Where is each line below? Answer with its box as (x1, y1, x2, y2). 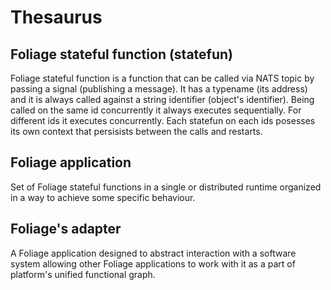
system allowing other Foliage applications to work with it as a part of (10, 257, 296, 270)
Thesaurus (10, 6, 103, 29)
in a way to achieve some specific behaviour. (10, 191, 196, 203)
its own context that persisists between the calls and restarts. (10, 126, 263, 137)
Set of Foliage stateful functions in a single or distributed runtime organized (10, 181, 322, 193)
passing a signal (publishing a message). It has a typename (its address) (10, 83, 308, 95)
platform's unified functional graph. (10, 268, 156, 280)
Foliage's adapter (10, 221, 122, 238)
